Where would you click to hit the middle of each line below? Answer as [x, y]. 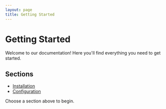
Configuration [26, 91]
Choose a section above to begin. [40, 101]
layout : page [19, 10]
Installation [24, 86]
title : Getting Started [30, 14]
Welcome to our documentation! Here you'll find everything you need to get [83, 53]
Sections [19, 74]
